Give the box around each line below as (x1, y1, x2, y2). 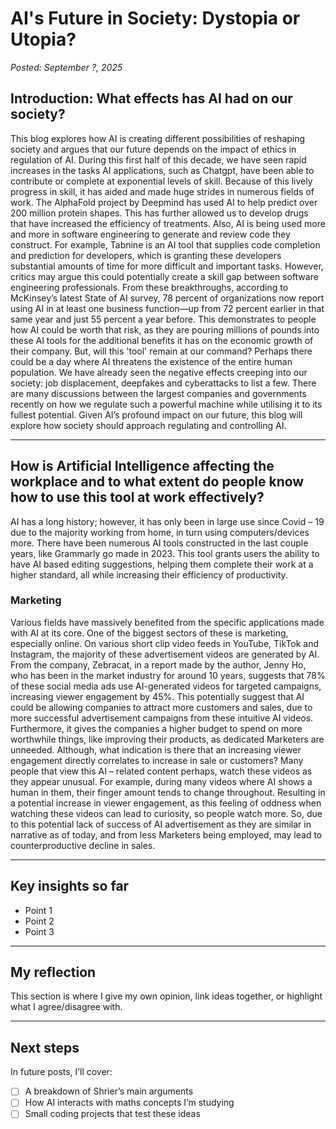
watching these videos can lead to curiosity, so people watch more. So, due (10, 807, 323, 819)
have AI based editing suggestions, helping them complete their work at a (10, 558, 314, 570)
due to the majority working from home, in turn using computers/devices (10, 526, 310, 538)
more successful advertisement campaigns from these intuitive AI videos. (10, 712, 314, 724)
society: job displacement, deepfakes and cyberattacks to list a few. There (10, 377, 317, 389)
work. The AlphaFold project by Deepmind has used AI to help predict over (10, 196, 318, 208)
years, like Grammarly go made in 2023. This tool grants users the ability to (10, 547, 320, 559)
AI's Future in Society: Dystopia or (10, 7, 301, 30)
